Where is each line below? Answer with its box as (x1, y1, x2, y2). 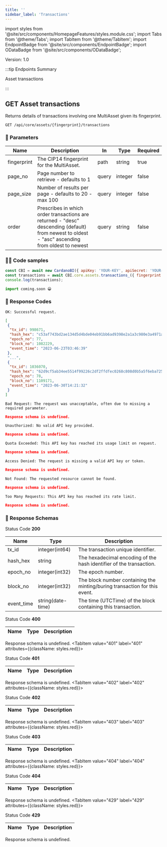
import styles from (5, 25, 43, 31)
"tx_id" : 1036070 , (9, 364, 48, 369)
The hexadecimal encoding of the (78, 554, 157, 561)
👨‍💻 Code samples (5, 257, 49, 264)
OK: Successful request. (5, 309, 57, 314)
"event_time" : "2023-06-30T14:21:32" (9, 383, 88, 388)
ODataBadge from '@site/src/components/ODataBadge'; (5, 47, 121, 53)
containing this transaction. (78, 604, 142, 610)
